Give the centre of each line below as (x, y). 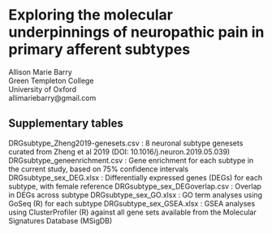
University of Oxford (43, 89)
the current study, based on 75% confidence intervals (99, 169)
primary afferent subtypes (99, 50)
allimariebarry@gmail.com (52, 97)
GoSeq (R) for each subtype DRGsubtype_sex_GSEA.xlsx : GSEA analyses (132, 203)
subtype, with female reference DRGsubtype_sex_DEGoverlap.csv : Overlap (135, 186)
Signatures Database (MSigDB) (60, 220)
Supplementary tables (66, 123)
